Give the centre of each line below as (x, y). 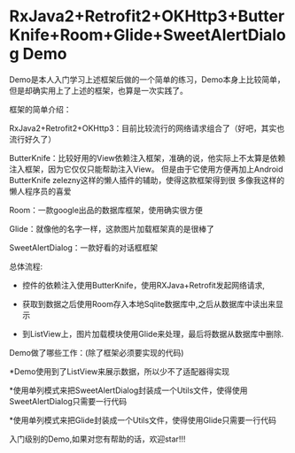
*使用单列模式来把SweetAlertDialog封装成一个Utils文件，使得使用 (128, 390)
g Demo (38, 54)
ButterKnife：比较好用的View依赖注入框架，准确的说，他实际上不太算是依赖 (147, 157)
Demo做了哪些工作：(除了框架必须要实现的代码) (97, 352)
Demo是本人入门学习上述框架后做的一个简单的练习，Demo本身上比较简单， (147, 79)
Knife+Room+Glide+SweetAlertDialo (147, 35)
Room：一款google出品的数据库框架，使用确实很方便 (106, 210)
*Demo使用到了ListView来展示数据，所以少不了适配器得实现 (120, 371)
